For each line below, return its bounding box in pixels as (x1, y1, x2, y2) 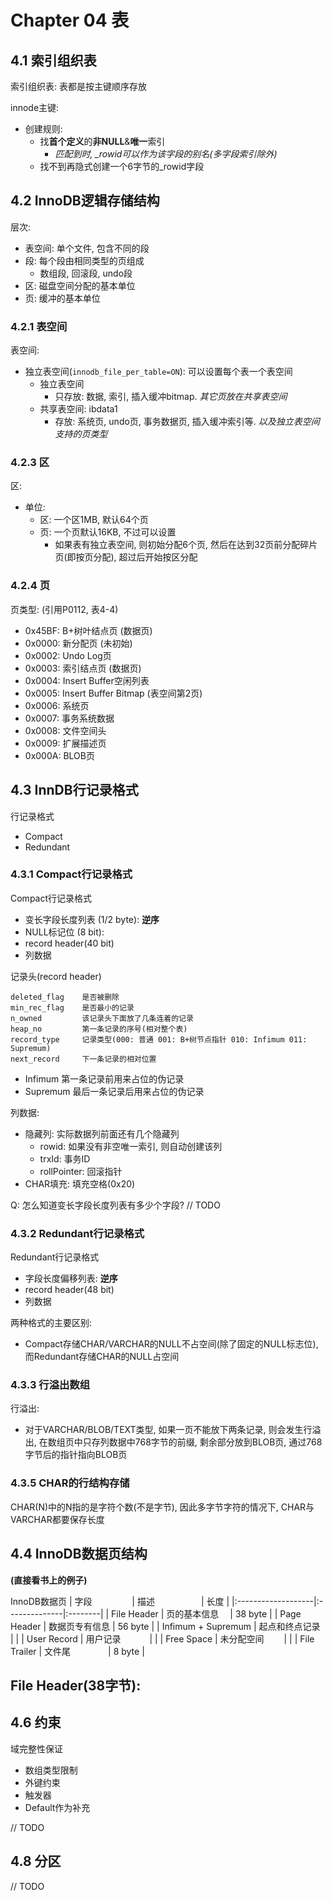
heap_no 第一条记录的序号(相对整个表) (10, 1024, 188, 1034)
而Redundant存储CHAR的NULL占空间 (24, 1351, 180, 1363)
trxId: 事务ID (39, 1152, 91, 1165)
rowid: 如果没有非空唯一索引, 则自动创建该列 (39, 1140, 223, 1152)
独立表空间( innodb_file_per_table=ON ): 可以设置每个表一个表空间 (24, 366, 293, 378)
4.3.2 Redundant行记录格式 (10, 1226, 145, 1240)
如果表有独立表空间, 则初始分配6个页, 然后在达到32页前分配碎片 (54, 539, 318, 551)
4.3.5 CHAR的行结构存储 (10, 1476, 130, 1490)
